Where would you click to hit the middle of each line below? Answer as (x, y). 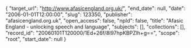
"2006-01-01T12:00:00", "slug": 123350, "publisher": (69, 14)
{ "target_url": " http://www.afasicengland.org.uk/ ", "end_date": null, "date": (95, 8)
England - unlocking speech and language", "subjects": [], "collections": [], (95, 27)
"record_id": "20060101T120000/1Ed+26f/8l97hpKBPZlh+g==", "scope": (92, 33)
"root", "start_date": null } (36, 39)
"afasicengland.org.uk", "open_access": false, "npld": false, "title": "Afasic (94, 21)
